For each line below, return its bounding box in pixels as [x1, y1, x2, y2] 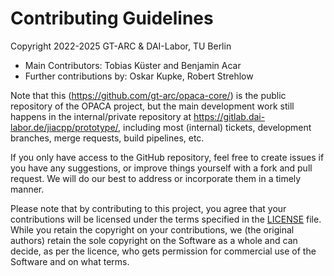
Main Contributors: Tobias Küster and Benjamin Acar [24, 59, 242, 71]
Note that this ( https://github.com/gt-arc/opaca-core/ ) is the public [10, 89, 287, 101]
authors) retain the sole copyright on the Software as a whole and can [10, 234, 298, 246]
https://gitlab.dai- [193, 110, 266, 122]
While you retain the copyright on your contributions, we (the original [10, 223, 295, 236]
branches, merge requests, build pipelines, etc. [10, 132, 205, 144]
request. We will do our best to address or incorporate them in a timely [10, 172, 302, 184]
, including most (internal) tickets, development [118, 121, 312, 133]
